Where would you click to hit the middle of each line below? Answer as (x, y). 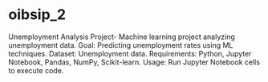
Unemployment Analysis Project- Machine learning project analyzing (122, 37)
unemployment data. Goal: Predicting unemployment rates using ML (121, 45)
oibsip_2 (37, 15)
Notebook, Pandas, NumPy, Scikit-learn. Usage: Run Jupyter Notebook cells (134, 62)
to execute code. (36, 70)
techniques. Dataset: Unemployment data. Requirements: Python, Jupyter (130, 53)
